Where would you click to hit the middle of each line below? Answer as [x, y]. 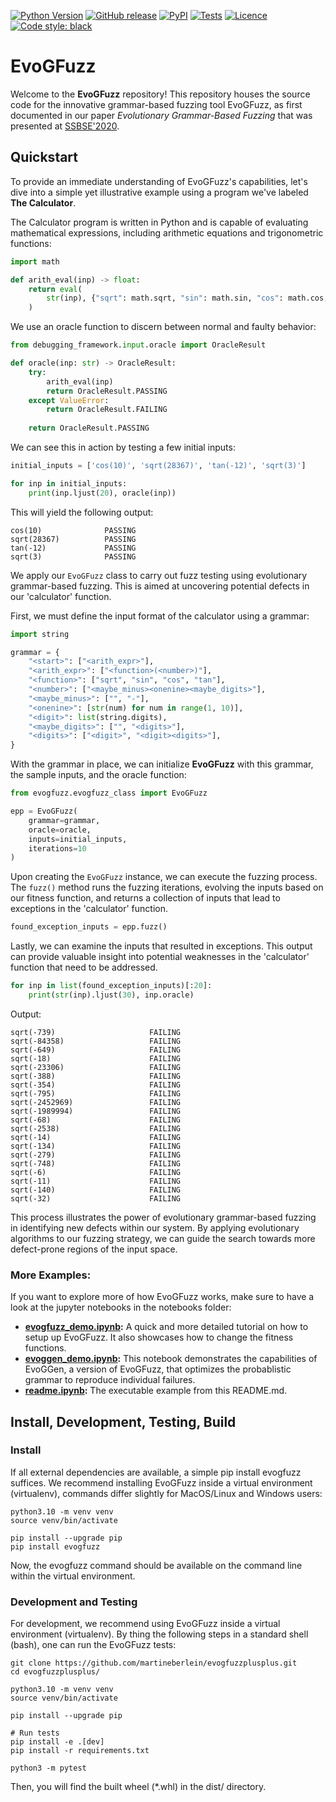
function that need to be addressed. [84, 967]
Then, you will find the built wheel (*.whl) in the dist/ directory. [138, 1787]
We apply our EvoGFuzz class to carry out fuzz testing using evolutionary [159, 575]
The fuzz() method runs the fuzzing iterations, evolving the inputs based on [167, 887]
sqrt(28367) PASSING [73, 539]
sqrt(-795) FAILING [96, 1093]
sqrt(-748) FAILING [96, 1163]
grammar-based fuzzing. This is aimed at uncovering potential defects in [160, 586]
